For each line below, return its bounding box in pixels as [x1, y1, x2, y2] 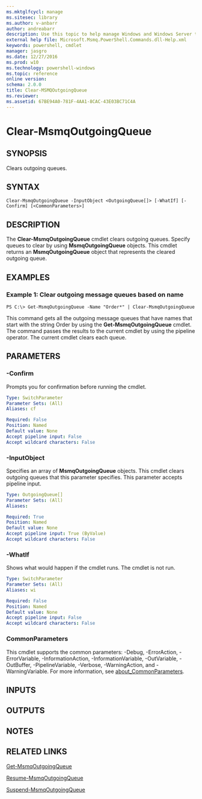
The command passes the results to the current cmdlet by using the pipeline [6, 327, 195, 335]
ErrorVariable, [6, 655, 41, 662]
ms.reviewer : [6, 93, 39, 99]
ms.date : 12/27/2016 [6, 54, 58, 60]
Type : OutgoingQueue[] [6, 491, 63, 497]
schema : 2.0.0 [6, 82, 42, 88]
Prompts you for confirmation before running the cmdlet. [6, 383, 147, 390]
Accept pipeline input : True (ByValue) [6, 531, 106, 537]
